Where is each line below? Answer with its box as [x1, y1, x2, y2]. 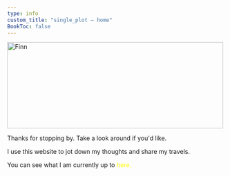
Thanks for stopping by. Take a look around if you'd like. [7, 134, 167, 142]
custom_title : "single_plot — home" [7, 17, 113, 23]
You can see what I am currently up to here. [7, 161, 132, 169]
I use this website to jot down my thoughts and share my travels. [7, 148, 191, 156]
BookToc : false [7, 23, 51, 30]
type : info [7, 10, 39, 17]
